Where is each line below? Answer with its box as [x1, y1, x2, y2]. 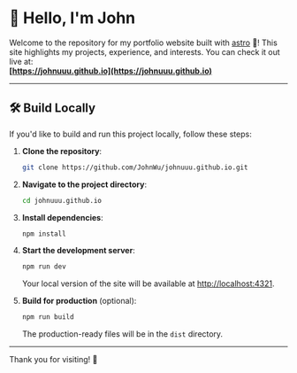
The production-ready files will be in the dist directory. [21, 329, 224, 339]
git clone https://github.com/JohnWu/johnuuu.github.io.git [21, 163, 248, 172]
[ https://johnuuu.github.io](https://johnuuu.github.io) [9, 66, 212, 76]
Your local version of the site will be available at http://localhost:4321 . [21, 278, 276, 289]
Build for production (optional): [21, 296, 137, 307]
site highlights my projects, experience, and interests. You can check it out [9, 46, 280, 57]
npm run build [21, 313, 74, 322]
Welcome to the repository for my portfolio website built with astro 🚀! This [9, 37, 278, 48]
